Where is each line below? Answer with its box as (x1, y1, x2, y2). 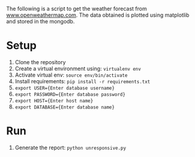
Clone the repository (14, 58, 66, 65)
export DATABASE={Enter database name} (14, 104, 115, 110)
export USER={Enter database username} (14, 85, 115, 91)
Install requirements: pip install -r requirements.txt (14, 77, 151, 84)
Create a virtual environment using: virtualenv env (14, 65, 141, 72)
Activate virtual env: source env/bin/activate (14, 71, 128, 78)
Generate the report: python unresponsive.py (14, 144, 127, 151)
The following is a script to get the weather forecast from (6, 5, 147, 12)
